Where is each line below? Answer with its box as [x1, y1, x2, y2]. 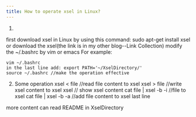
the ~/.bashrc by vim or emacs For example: [6, 48, 112, 56]
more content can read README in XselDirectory [6, 104, 124, 111]
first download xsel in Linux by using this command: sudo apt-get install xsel [6, 36, 191, 43]
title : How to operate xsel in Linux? [6, 8, 101, 15]
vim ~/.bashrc [6, 60, 41, 66]
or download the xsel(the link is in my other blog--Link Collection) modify [6, 42, 183, 49]
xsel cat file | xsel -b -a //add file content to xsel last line [14, 92, 151, 99]
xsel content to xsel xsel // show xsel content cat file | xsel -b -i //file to [14, 86, 186, 94]
